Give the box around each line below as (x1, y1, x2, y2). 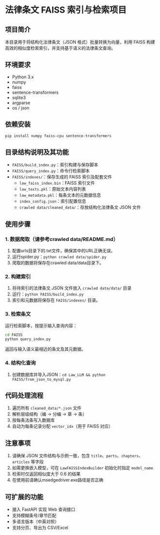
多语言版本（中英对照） (12, 518, 59, 525)
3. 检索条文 (5, 311, 31, 317)
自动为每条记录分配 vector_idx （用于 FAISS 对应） (12, 423, 113, 429)
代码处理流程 (5, 392, 44, 400)
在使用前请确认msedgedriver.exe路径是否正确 (12, 477, 103, 483)
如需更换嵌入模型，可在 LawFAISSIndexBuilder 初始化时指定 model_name (12, 465, 154, 471)
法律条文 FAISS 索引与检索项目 (5, 4, 127, 16)
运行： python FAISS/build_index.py (12, 291, 84, 297)
